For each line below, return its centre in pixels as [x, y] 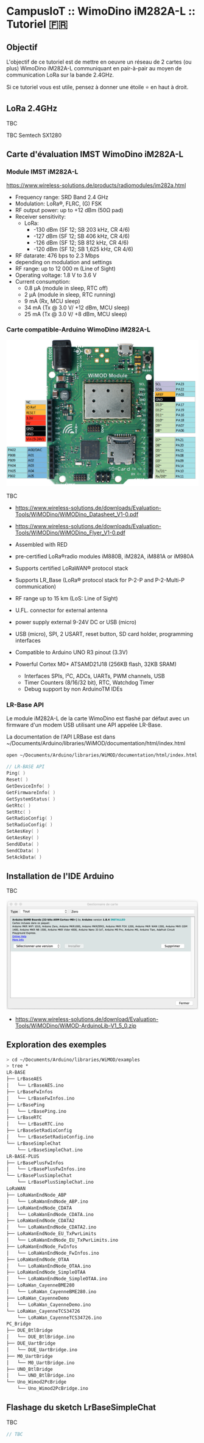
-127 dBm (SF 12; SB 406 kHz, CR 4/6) [81, 236]
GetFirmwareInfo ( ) [31, 792]
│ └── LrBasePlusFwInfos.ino [46, 1169]
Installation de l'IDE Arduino [60, 876]
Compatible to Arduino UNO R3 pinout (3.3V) [71, 652]
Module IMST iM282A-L [42, 172]
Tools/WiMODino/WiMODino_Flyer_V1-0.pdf [70, 533]
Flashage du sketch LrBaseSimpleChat [81, 1408]
